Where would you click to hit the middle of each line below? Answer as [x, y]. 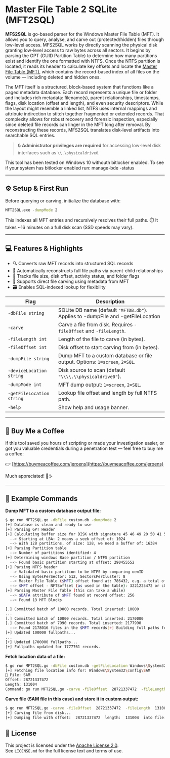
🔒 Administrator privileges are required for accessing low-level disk [89, 145]
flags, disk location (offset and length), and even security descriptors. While [84, 103]
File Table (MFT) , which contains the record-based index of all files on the [82, 71]
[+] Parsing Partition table [36, 548]
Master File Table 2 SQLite [61, 9]
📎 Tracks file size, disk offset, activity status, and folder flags [76, 276]
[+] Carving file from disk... [38, 713]
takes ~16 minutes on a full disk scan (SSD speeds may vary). [70, 227]
